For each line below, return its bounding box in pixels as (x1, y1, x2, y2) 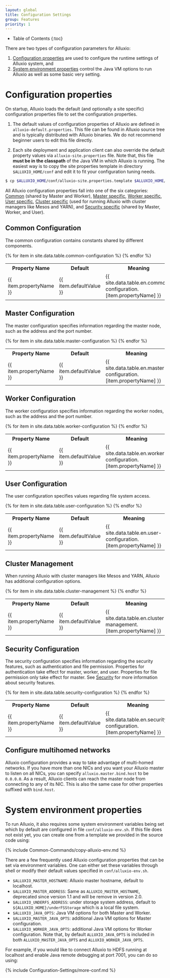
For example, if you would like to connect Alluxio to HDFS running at (5, 947, 147, 953)
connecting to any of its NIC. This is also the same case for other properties (5, 781, 163, 787)
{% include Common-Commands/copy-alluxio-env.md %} (5, 847, 126, 853)
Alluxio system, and (12, 60, 54, 66)
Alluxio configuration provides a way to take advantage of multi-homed (5, 759, 153, 765)
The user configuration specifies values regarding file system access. (5, 493, 151, 499)
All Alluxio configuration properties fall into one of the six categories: (5, 188, 148, 194)
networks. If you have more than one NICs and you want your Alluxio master (5, 764, 164, 771)
